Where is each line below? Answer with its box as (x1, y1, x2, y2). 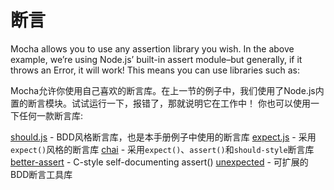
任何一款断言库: (18, 109, 84, 121)
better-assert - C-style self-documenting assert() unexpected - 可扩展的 (10, 156, 309, 168)
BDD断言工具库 (10, 168, 73, 180)
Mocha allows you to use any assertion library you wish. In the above (10, 42, 295, 55)
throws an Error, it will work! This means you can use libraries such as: (10, 64, 300, 76)
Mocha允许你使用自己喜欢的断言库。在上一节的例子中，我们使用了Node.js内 (10, 84, 325, 96)
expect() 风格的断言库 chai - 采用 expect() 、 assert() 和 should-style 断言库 (10, 143, 315, 155)
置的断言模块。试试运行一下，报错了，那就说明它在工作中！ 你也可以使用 (10, 97, 311, 109)
